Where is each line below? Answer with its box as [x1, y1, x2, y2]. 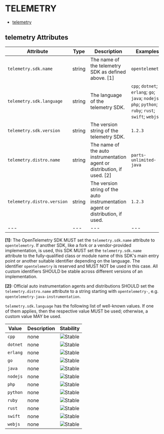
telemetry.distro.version [7, 199, 68, 204]
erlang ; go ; [131, 89, 155, 96]
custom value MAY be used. [5, 313, 61, 319]
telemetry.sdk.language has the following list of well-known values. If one [5, 303, 154, 309]
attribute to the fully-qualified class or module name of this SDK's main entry [5, 253, 160, 259]
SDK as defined [90, 68, 126, 75]
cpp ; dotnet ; [131, 82, 158, 89]
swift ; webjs [131, 113, 159, 120]
